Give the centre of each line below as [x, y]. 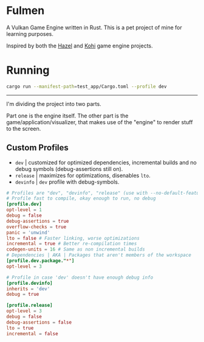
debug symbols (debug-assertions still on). [69, 169]
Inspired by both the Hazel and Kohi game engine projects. [80, 46]
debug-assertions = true [38, 221]
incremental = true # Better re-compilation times [72, 244]
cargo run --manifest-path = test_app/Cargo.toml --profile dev [87, 86]
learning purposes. [30, 33]
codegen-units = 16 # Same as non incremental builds [76, 250]
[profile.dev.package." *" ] [40, 261]
